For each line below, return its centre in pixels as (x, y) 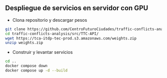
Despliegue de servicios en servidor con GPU (77, 8)
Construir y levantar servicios (42, 52)
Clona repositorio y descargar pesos (50, 20)
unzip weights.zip (24, 43)
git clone (15, 29)
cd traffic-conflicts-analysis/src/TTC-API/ (52, 34)
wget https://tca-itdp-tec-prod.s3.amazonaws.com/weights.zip (71, 38)
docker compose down (27, 66)
